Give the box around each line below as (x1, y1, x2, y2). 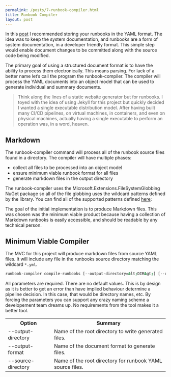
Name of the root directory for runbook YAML (54, 357, 163, 364)
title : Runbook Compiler (5, 12, 58, 17)
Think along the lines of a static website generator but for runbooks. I (17, 94, 163, 100)
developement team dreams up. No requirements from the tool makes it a (5, 302, 159, 308)
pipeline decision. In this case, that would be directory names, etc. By (5, 291, 151, 297)
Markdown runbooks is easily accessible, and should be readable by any (5, 217, 158, 223)
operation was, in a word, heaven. (17, 121, 89, 127)
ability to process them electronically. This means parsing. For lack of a (5, 68, 155, 74)
